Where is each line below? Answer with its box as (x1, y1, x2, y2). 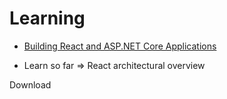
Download (9, 78, 52, 91)
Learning (9, 7, 86, 30)
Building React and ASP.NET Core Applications (23, 40, 217, 52)
